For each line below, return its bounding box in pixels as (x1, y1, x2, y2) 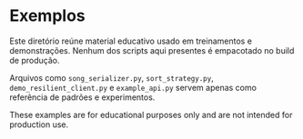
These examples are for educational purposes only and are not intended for (9, 109, 293, 120)
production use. (9, 119, 69, 130)
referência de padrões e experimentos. (9, 92, 156, 103)
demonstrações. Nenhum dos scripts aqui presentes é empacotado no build (9, 45, 295, 55)
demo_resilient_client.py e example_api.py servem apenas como (9, 82, 258, 93)
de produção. (9, 55, 60, 65)
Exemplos (9, 5, 86, 26)
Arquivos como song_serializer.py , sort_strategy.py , (9, 72, 214, 83)
